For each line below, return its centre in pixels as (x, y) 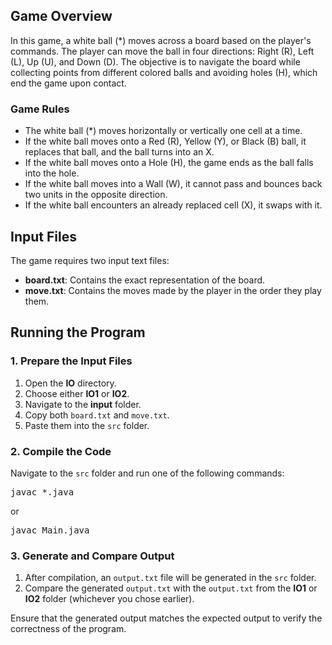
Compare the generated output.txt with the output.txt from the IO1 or (171, 588)
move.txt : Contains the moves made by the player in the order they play (173, 290)
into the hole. (52, 173)
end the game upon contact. (68, 83)
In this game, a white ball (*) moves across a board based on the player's (161, 40)
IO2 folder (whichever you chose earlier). (109, 599)
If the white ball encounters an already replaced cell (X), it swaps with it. (173, 205)
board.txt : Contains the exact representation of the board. (145, 280)
